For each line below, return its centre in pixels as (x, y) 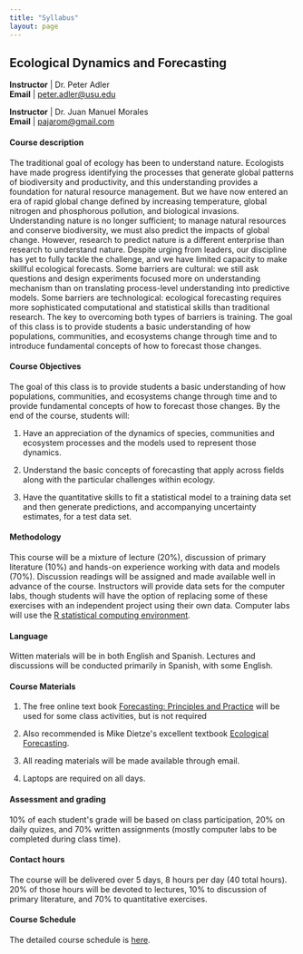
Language (29, 636)
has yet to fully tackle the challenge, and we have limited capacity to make (148, 258)
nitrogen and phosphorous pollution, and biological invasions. (124, 210)
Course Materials (43, 686)
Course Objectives (45, 366)
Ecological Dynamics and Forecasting (118, 63)
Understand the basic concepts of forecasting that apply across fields (153, 470)
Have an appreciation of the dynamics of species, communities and (148, 433)
